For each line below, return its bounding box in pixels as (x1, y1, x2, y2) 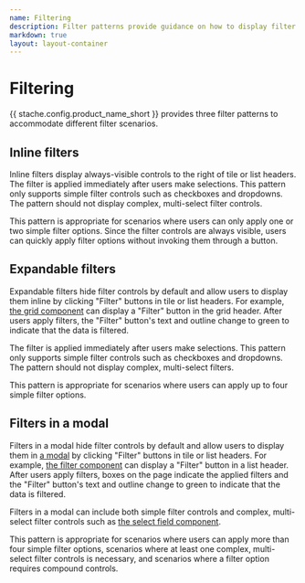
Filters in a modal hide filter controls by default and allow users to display (9, 440, 285, 450)
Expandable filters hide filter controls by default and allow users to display (9, 285, 289, 297)
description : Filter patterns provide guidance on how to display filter (9, 22, 297, 31)
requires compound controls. (9, 563, 119, 574)
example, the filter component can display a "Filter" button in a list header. (9, 459, 289, 471)
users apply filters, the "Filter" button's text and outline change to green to (9, 314, 289, 325)
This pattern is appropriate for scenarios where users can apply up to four (9, 379, 289, 390)
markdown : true (9, 30, 68, 39)
